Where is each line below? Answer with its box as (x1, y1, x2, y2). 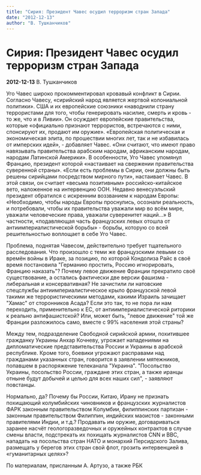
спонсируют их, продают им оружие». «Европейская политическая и (6, 129, 185, 136)
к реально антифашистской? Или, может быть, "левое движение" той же (6, 312, 194, 319)
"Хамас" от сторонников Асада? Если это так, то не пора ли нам (6, 300, 172, 307)
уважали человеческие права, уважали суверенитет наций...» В (6, 211, 172, 219)
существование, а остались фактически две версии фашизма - (6, 274, 169, 281)
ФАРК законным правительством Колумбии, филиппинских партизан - (6, 406, 188, 413)
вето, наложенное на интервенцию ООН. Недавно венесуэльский (6, 186, 176, 193)
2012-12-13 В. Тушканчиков (6, 79, 77, 86)
